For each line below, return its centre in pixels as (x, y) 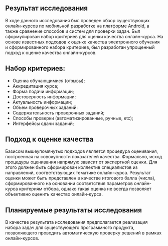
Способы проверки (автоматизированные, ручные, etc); (73, 118)
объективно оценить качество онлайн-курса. (54, 194)
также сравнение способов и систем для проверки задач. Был (73, 31)
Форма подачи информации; (43, 91)
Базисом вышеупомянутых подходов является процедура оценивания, (82, 151)
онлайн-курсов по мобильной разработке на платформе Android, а (77, 26)
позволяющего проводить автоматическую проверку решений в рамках (83, 233)
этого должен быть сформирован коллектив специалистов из (71, 167)
